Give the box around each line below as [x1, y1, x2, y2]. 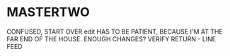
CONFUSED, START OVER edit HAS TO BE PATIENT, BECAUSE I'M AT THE [6, 27, 224, 36]
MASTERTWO [6, 4, 90, 20]
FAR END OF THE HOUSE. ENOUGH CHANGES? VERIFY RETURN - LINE [6, 34, 217, 43]
